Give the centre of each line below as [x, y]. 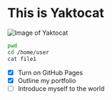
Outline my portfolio [47, 80]
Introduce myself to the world [61, 88]
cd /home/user [29, 52]
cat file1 [22, 59]
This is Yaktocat [56, 13]
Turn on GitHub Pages [50, 72]
